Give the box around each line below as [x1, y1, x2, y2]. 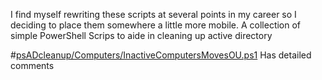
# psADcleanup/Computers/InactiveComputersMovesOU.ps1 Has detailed [10, 49, 312, 61]
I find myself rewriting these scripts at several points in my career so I [10, 9, 297, 20]
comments [10, 60, 55, 71]
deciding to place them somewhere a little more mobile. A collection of [10, 19, 302, 31]
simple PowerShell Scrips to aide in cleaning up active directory [10, 30, 273, 41]
